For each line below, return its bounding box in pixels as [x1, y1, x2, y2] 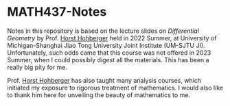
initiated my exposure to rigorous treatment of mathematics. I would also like [7, 83, 224, 92]
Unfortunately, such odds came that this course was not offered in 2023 [7, 49, 211, 57]
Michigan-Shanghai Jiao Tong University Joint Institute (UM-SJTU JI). [7, 41, 205, 49]
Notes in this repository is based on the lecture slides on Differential [7, 27, 199, 35]
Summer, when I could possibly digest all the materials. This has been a [7, 55, 209, 64]
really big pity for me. [7, 63, 67, 71]
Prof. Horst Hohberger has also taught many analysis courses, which [7, 76, 201, 84]
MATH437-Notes [7, 4, 107, 20]
